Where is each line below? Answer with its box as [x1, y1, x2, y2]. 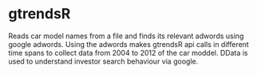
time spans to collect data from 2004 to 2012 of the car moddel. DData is [8, 48, 249, 57]
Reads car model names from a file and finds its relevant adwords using [8, 31, 244, 41]
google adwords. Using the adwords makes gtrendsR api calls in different [8, 39, 249, 49]
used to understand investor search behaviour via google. [8, 56, 199, 66]
